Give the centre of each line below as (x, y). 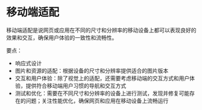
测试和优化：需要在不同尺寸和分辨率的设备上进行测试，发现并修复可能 (102, 93)
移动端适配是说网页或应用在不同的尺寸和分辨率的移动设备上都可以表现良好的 (101, 30)
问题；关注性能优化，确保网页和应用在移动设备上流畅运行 (97, 100)
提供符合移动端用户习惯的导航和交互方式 (76, 85)
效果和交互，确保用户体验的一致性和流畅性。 (62, 37)
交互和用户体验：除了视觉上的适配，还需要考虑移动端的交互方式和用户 (102, 78)
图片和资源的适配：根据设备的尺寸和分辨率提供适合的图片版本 (92, 70)
